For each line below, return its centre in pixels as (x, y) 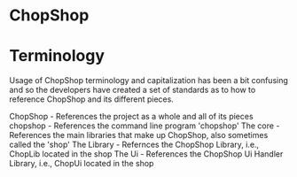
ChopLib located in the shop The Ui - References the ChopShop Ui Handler (146, 154)
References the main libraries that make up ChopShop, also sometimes (139, 135)
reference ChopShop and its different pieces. (92, 99)
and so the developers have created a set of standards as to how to (133, 90)
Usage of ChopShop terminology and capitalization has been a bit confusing (148, 81)
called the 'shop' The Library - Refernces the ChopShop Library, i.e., (134, 145)
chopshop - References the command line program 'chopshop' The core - (145, 126)
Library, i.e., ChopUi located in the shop (82, 164)
